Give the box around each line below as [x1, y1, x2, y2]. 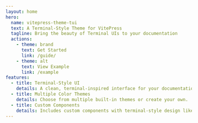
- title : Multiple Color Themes [11, 91, 91, 97]
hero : [5, 14, 19, 20]
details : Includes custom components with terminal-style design [16, 108, 181, 114]
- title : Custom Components [11, 102, 80, 108]
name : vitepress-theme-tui [11, 20, 77, 25]
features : [5, 75, 30, 80]
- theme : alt [16, 58, 48, 64]
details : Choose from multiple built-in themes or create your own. [16, 96, 189, 102]
